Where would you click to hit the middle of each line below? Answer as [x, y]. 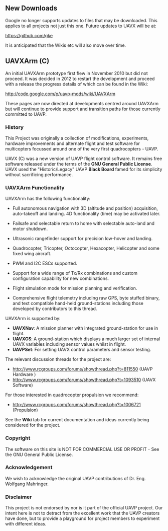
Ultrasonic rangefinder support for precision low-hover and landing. [82, 239]
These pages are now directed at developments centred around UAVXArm [82, 103]
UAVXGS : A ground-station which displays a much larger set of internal [86, 339]
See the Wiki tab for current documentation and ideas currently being [77, 420]
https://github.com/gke [29, 35]
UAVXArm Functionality [35, 187]
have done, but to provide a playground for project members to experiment [82, 518]
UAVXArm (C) [27, 61]
